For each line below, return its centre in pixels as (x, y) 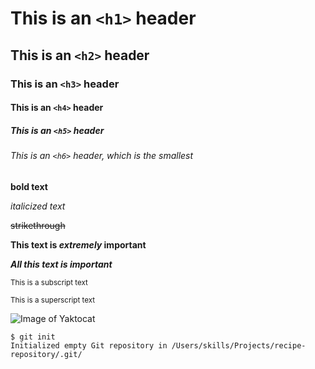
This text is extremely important (78, 244)
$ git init (33, 337)
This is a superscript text (53, 300)
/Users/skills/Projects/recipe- (239, 345)
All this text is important (61, 264)
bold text (29, 186)
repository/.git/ (46, 354)
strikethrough (38, 225)
